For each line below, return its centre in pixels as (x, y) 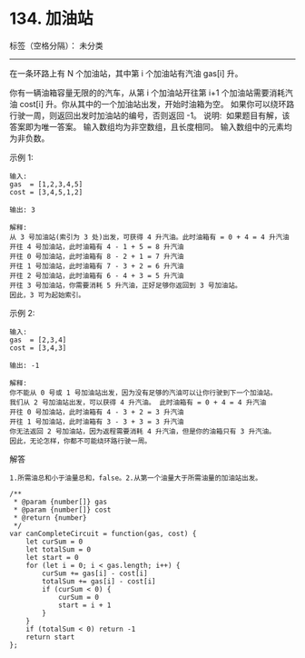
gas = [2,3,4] (38, 340)
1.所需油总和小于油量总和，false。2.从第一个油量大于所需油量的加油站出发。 (136, 478)
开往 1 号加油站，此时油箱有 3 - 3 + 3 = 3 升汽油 (97, 422)
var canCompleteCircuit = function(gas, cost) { (103, 533)
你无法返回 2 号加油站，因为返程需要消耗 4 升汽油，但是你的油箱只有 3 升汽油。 (143, 431)
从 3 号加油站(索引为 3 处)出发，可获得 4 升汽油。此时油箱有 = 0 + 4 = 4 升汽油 (149, 237)
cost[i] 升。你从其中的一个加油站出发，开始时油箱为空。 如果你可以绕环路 (157, 104)
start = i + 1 (84, 605)
